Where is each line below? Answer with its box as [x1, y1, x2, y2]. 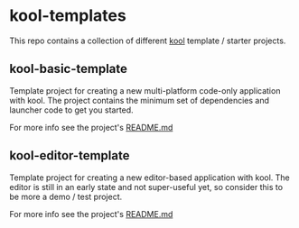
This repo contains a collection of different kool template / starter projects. [9, 35, 286, 46]
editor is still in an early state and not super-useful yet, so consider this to [9, 181, 283, 192]
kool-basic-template [9, 61, 128, 77]
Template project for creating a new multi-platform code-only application [9, 85, 281, 96]
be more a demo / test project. [9, 191, 123, 202]
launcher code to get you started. [9, 105, 134, 115]
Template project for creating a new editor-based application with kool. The [9, 172, 291, 183]
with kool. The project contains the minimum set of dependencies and [9, 95, 269, 105]
